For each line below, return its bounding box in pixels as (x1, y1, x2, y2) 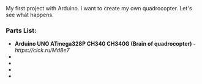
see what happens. (6, 11, 54, 18)
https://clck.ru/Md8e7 (14, 47, 70, 54)
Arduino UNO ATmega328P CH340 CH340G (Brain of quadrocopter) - (14, 40, 196, 47)
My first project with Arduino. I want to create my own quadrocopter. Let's (6, 5, 192, 12)
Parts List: (6, 26, 37, 35)
